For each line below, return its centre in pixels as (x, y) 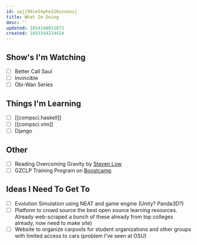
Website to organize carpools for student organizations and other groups (103, 229)
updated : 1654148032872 (35, 28)
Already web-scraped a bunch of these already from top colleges (94, 217)
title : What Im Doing (33, 17)
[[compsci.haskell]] (38, 118)
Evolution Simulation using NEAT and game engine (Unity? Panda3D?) (99, 203)
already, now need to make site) (53, 223)
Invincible (26, 78)
